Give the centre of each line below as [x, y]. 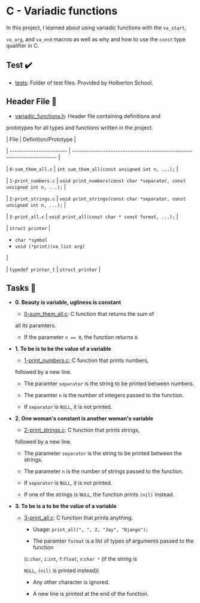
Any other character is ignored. [71, 582]
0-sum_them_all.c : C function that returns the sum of [89, 314]
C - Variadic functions [62, 11]
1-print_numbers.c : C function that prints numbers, [86, 360]
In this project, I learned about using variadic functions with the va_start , [96, 28]
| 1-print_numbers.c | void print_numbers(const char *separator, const [96, 180]
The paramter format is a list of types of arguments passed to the [113, 541]
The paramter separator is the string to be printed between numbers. [109, 384]
